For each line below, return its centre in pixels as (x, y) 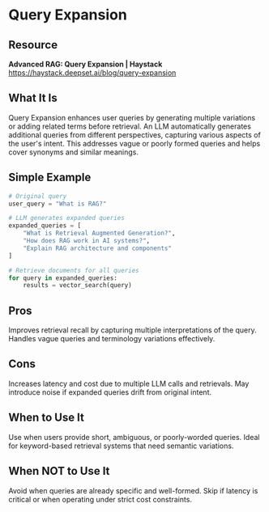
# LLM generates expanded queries (67, 218)
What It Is (33, 98)
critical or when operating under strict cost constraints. (100, 499)
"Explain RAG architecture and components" (98, 248)
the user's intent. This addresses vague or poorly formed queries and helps (134, 143)
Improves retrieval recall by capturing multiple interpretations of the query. (132, 330)
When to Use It (47, 418)
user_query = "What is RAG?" (58, 204)
